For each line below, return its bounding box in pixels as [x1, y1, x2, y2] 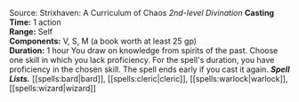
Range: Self [9, 27, 53, 36]
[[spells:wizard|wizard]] [9, 83, 96, 93]
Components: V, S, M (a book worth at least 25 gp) [9, 35, 198, 46]
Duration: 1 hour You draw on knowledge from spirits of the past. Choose [9, 45, 279, 56]
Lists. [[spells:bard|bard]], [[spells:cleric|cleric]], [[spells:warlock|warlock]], [9, 74, 288, 83]
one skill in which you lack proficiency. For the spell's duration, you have [9, 55, 275, 65]
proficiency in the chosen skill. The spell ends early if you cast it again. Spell [9, 64, 290, 75]
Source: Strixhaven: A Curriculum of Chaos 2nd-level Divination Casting [9, 8, 274, 18]
